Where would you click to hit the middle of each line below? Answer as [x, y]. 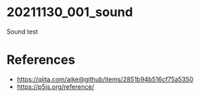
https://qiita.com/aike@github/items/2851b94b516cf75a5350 [105, 79]
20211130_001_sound [70, 12]
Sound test [22, 31]
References [41, 60]
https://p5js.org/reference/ [55, 86]
